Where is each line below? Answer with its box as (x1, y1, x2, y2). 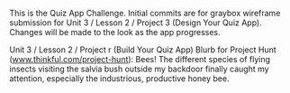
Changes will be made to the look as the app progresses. (9, 27, 221, 37)
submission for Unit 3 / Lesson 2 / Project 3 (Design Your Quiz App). (9, 17, 263, 28)
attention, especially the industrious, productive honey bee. (9, 73, 230, 84)
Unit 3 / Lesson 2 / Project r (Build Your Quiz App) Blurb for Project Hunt (9, 44, 276, 55)
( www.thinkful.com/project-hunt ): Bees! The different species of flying (9, 54, 271, 64)
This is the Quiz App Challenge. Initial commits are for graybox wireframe (9, 8, 281, 18)
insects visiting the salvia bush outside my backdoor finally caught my (9, 63, 269, 74)
